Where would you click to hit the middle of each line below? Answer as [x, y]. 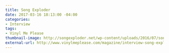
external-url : [20, 43]
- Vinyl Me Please [24, 33]
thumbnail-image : [23, 38]
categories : [18, 19]
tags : [11, 29]
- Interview [18, 24]
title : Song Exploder [28, 10]
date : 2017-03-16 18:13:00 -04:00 [41, 15]
